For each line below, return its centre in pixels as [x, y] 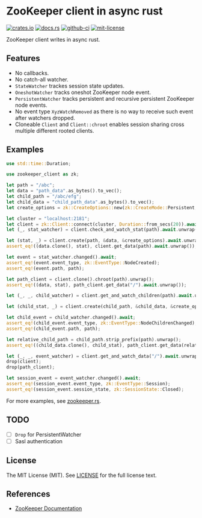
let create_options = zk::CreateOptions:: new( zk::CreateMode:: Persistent [101, 207]
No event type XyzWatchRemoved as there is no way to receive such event [104, 111]
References [28, 494]
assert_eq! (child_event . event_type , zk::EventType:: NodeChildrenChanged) [101, 323]
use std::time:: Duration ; [38, 163]
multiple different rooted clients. [54, 130]
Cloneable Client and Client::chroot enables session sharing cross [99, 124]
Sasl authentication [39, 441]
